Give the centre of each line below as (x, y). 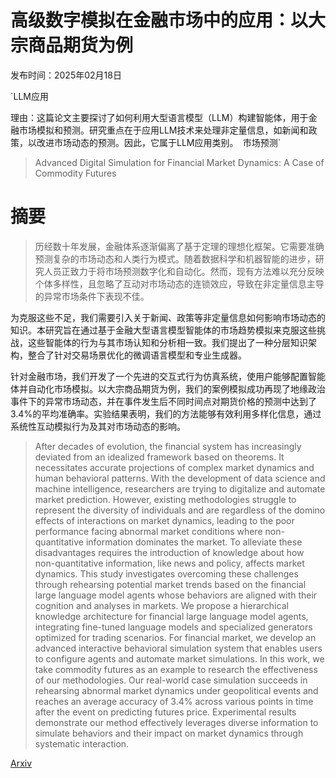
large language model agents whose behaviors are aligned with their (176, 595)
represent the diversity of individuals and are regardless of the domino (180, 510)
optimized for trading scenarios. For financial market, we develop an (175, 637)
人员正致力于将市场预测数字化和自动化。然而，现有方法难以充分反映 (184, 271)
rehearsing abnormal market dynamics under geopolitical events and (176, 690)
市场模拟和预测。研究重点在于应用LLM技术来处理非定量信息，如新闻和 (163, 130)
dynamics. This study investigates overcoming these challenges (166, 573)
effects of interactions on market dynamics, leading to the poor (164, 520)
